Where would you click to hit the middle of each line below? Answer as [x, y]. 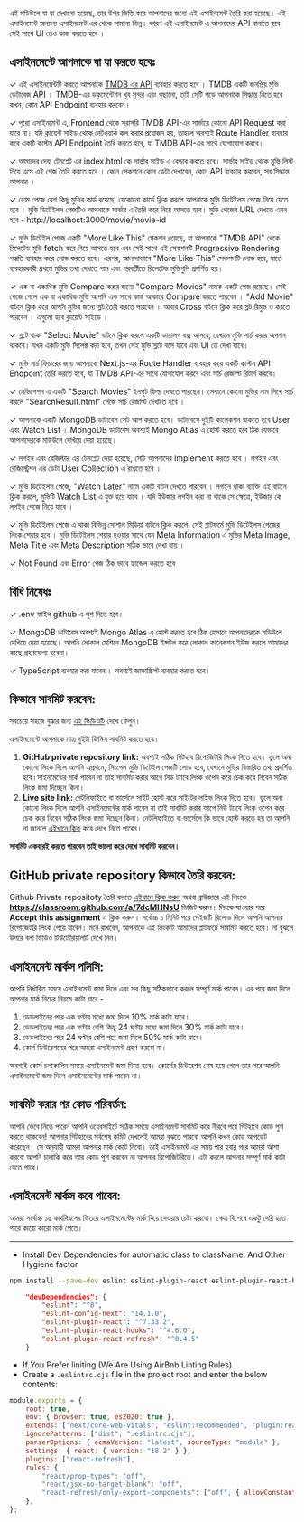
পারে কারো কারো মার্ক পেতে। [46, 1227]
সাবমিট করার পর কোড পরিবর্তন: [69, 1105]
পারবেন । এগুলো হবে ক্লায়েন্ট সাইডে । [59, 316]
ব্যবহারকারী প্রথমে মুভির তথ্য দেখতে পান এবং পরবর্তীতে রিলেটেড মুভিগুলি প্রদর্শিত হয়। [116, 268]
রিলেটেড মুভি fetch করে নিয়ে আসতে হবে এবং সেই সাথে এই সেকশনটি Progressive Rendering [144, 248]
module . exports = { [46, 1400]
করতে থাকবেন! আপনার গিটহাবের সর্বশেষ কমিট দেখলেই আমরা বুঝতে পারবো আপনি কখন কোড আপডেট [138, 1136]
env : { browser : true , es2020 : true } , [101, 1417]
